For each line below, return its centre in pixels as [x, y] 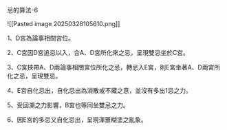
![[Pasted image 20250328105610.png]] [64, 24]
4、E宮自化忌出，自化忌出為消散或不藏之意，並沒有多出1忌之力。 [100, 90]
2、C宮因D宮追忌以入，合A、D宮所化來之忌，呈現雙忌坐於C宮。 [98, 53]
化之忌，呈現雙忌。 [34, 76]
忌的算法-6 [23, 10]
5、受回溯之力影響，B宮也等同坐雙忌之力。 [68, 105]
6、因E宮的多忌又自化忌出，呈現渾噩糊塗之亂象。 [77, 120]
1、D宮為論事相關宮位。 [41, 38]
